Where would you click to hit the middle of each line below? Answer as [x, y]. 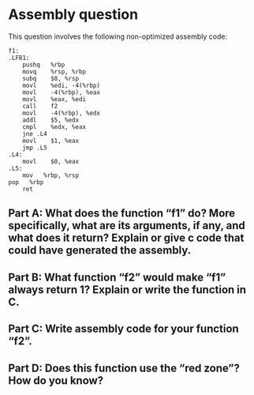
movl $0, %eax [51, 161]
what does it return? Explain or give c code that [126, 238]
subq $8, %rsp [51, 78]
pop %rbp [26, 182]
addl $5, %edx [51, 120]
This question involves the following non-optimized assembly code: [118, 36]
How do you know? [56, 380]
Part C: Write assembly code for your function [123, 329]
